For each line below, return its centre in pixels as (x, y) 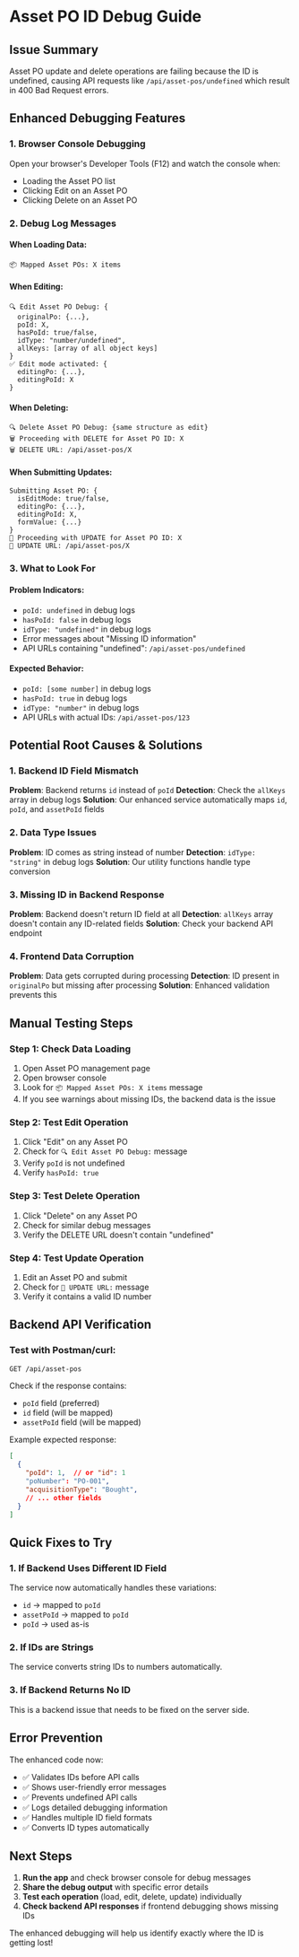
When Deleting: (39, 407)
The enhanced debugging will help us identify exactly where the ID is (137, 1933)
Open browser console (64, 1078)
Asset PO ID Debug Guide (106, 17)
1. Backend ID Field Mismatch (74, 771)
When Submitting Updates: (61, 472)
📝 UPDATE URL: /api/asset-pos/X (69, 546)
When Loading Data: (48, 245)
